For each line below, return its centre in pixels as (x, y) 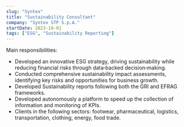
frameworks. (30, 93)
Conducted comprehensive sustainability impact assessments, (90, 74)
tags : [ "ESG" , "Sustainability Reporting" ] (60, 34)
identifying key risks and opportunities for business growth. (86, 81)
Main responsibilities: (32, 50)
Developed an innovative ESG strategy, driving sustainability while (94, 62)
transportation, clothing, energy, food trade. (68, 118)
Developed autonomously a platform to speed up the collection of (94, 99)
